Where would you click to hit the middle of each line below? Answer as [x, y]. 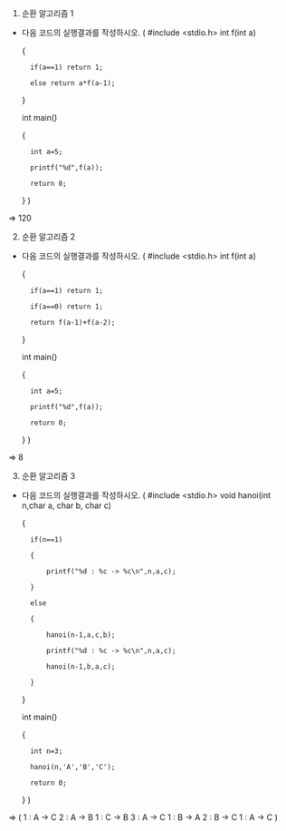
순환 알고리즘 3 [48, 476]
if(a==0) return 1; [67, 307]
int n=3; [47, 751]
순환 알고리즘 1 [48, 13]
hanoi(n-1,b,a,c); [81, 667]
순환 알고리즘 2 [48, 237]
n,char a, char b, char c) [67, 505]
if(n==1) [47, 540]
